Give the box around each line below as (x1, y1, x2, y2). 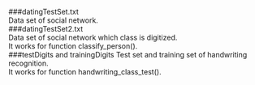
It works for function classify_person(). (8, 41, 138, 51)
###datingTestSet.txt (8, 7, 80, 16)
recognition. (8, 58, 49, 68)
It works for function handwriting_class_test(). (8, 67, 162, 76)
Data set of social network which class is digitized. (8, 32, 178, 42)
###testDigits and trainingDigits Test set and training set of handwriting (8, 50, 248, 59)
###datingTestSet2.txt (8, 24, 84, 33)
